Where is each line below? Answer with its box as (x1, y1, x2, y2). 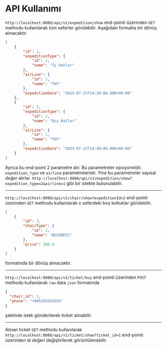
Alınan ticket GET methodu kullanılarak (5, 327, 83, 333)
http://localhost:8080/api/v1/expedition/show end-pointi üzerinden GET (5, 19, 156, 25)
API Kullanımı (5, 3, 61, 14)
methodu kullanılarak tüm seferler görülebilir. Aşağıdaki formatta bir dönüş (5, 24, 157, 30)
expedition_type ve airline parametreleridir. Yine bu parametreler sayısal (5, 170, 156, 176)
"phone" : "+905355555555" (9, 299, 64, 304)
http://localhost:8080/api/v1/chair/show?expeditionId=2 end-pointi (5, 195, 148, 201)
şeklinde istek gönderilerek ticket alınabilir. (5, 312, 92, 318)
